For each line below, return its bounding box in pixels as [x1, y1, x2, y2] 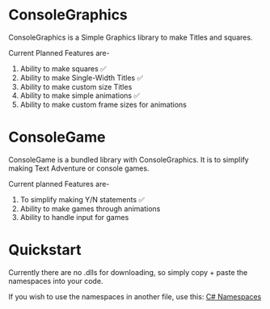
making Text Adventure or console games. [8, 163, 150, 173]
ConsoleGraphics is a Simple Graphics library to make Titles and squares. [8, 32, 253, 42]
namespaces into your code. [8, 276, 103, 286]
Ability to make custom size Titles [19, 82, 133, 91]
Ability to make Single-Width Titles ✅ [19, 73, 144, 83]
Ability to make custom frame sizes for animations [19, 99, 188, 109]
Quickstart [8, 241, 82, 260]
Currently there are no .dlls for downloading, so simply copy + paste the [8, 267, 248, 277]
